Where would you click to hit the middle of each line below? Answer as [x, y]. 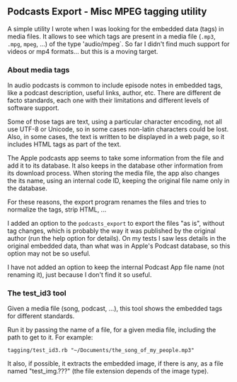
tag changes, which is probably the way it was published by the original [111, 231]
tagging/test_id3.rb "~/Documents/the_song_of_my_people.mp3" [101, 351]
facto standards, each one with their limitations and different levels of [108, 100]
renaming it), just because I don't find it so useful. [80, 275]
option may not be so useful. [49, 253]
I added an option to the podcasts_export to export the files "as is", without [116, 224]
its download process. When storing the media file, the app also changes [114, 173]
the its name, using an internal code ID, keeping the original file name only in [118, 181]
